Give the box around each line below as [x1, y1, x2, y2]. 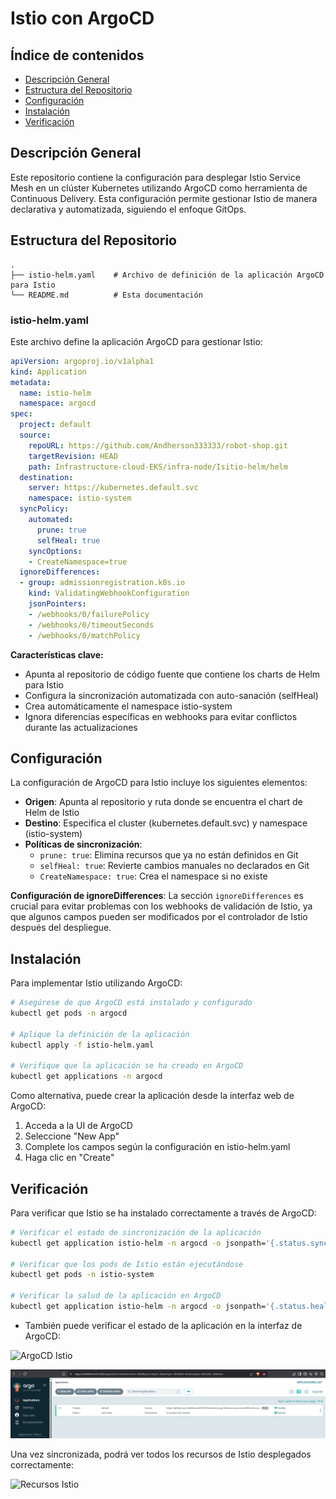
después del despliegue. [10, 922, 112, 934]
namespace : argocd [19, 398, 97, 409]
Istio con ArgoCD [10, 7, 155, 30]
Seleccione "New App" [24, 1130, 120, 1142]
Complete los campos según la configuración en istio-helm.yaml [24, 1141, 291, 1153]
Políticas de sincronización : [24, 838, 143, 851]
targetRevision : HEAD [28, 451, 118, 461]
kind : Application [10, 367, 87, 377]
